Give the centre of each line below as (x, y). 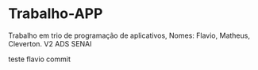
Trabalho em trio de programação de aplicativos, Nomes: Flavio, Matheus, (129, 35)
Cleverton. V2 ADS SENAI (50, 43)
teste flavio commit (40, 59)
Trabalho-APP (56, 14)
